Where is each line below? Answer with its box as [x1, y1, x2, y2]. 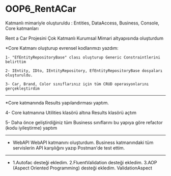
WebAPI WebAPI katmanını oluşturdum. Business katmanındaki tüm [12, 139, 154, 145]
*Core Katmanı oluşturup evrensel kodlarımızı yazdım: [5, 45, 119, 51]
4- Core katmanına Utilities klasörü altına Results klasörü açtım [5, 109, 136, 115]
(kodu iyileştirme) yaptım [5, 125, 58, 131]
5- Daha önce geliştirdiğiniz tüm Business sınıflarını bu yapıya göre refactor [5, 119, 163, 125]
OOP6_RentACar [5, 3, 76, 15]
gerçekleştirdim [5, 86, 40, 91]
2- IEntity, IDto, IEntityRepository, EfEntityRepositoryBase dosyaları [5, 68, 163, 73]
